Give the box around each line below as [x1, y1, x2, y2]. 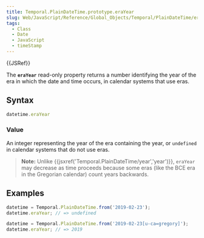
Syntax [6, 95, 34, 106]
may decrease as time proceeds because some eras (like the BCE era [21, 164, 195, 171]
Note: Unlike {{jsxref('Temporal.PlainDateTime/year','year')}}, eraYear [21, 157, 195, 165]
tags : [6, 20, 20, 26]
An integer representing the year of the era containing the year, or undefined [6, 139, 197, 146]
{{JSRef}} [6, 59, 30, 67]
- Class [12, 25, 32, 32]
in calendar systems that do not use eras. [6, 146, 110, 153]
